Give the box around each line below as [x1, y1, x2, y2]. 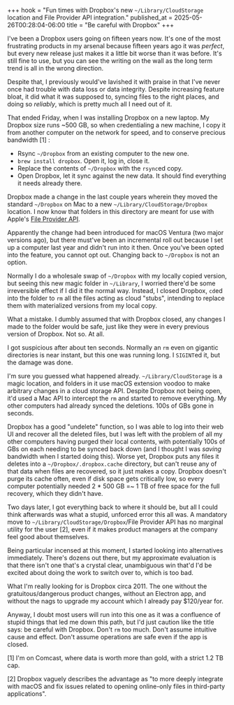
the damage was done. [7, 358, 73, 366]
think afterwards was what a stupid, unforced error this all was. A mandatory [7, 511, 228, 518]
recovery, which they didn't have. [7, 490, 103, 497]
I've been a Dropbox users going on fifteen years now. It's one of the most [7, 34, 221, 43]
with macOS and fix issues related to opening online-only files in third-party [7, 682, 226, 690]
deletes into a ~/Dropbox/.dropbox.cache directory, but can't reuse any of [7, 460, 217, 468]
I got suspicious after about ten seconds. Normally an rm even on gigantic [7, 343, 219, 352]
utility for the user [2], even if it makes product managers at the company [7, 525, 218, 534]
